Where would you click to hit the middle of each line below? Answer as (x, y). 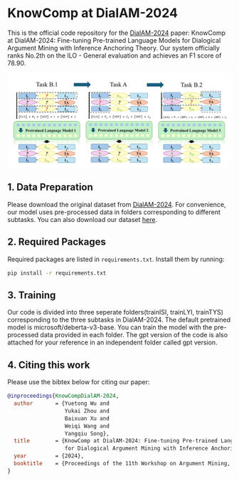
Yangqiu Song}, (87, 433)
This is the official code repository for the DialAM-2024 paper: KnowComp (117, 33)
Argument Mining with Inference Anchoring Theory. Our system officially (114, 48)
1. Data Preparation (51, 187)
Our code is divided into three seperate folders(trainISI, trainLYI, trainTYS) (116, 312)
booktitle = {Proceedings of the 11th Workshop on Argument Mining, (122, 464)
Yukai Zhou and (87, 411)
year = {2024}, (49, 456)
